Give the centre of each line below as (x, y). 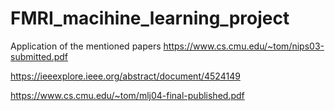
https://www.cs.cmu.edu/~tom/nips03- (244, 46)
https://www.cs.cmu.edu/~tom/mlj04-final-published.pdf (127, 95)
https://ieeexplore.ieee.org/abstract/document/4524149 (125, 76)
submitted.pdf (39, 56)
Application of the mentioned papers (86, 46)
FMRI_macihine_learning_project (150, 18)
